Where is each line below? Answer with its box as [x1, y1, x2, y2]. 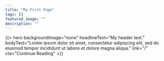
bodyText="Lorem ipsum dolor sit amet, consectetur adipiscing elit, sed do [5, 40, 159, 46]
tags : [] [5, 12, 23, 17]
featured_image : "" [5, 16, 46, 21]
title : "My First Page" [5, 7, 55, 12]
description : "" [5, 21, 39, 26]
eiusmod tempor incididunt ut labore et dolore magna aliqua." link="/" [5, 45, 148, 51]
